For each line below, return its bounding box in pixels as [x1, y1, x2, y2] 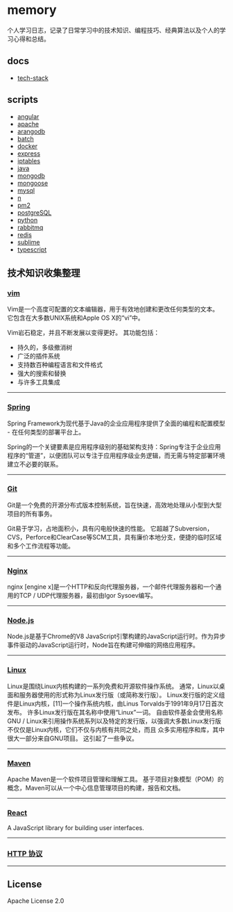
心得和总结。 [12, 34, 50, 43]
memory [7, 2, 57, 18]
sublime [17, 238, 40, 246]
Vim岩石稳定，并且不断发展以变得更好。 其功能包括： [7, 329, 160, 337]
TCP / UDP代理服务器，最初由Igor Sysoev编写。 [19, 592, 157, 600]
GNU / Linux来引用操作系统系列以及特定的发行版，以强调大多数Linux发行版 [7, 717, 222, 725]
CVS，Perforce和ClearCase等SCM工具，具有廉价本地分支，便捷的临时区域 [7, 532, 222, 541]
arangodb [17, 127, 46, 136]
